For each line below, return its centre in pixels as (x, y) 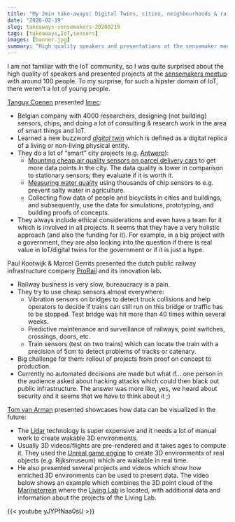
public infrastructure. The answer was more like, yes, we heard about (117, 389)
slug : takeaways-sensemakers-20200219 (64, 27)
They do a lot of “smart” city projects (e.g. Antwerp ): (93, 153)
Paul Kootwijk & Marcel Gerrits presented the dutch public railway (102, 263)
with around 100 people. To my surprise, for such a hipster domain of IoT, (113, 81)
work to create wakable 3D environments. (78, 438)
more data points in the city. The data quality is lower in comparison (126, 168)
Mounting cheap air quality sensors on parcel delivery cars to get (122, 160)
